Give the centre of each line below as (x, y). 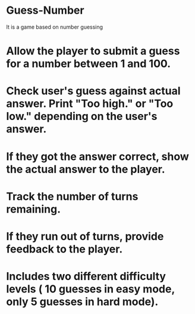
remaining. (34, 209)
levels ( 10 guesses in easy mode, (91, 289)
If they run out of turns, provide (85, 236)
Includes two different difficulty (86, 277)
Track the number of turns (72, 196)
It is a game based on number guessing (54, 27)
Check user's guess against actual (93, 91)
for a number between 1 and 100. (89, 64)
